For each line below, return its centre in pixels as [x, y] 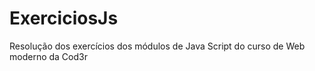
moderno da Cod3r [48, 56]
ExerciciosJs [64, 18]
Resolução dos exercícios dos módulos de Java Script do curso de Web [157, 46]
